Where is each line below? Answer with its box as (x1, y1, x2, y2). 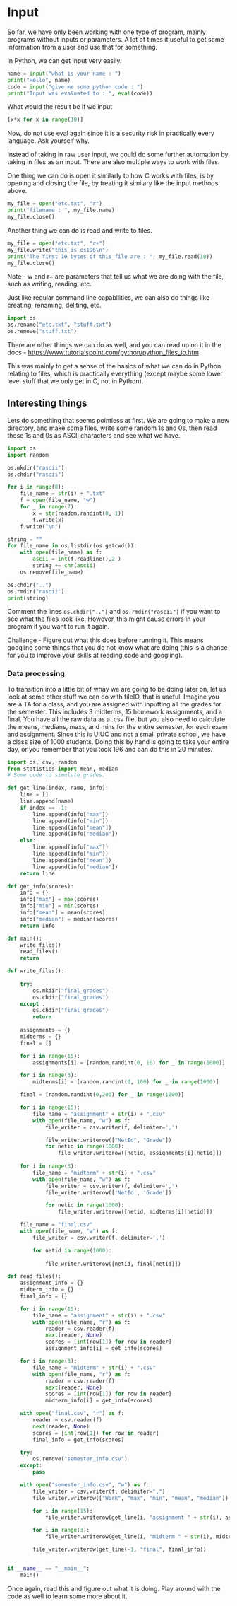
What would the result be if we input (7, 103, 113, 111)
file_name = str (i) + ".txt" (20, 490, 106, 497)
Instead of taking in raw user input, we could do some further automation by (7, 150, 229, 159)
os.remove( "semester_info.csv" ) (32, 1455, 128, 1462)
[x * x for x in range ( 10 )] (7, 116, 83, 124)
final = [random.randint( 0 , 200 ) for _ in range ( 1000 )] (20, 1091, 185, 1098)
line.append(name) (20, 798, 74, 805)
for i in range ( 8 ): (7, 484, 65, 491)
